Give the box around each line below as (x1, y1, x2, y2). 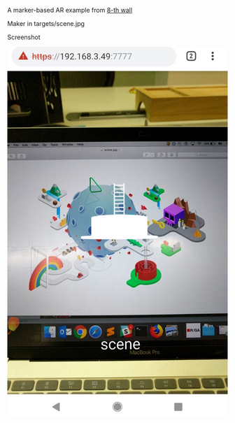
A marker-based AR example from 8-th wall (7, 6, 133, 14)
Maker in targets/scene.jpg (7, 20, 85, 27)
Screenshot (7, 33, 41, 41)
